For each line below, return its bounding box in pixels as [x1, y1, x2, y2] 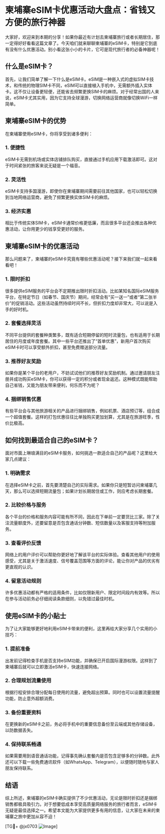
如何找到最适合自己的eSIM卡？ [5, 436, 99, 444]
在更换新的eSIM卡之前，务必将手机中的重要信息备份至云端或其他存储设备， [5, 721, 158, 727]
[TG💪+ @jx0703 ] [5, 824, 58, 830]
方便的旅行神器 [5, 17, 66, 28]
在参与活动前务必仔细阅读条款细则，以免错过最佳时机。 [5, 596, 117, 602]
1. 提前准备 [5, 645, 30, 652]
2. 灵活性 [5, 176, 27, 183]
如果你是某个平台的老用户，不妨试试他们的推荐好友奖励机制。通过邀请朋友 [5, 370, 156, 376]
